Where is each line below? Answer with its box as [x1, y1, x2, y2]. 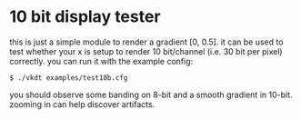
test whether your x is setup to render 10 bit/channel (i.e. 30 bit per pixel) [9, 45, 284, 56]
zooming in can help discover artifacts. [9, 98, 156, 110]
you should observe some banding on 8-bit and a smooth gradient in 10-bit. [9, 89, 293, 100]
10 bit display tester [9, 6, 161, 27]
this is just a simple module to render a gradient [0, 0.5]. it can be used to [9, 36, 284, 47]
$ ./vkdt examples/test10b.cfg [9, 73, 128, 83]
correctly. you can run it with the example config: [9, 55, 194, 66]
